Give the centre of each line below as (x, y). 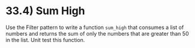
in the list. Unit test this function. (45, 40)
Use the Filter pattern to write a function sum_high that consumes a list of (95, 27)
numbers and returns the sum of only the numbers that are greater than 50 (97, 33)
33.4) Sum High (45, 11)
